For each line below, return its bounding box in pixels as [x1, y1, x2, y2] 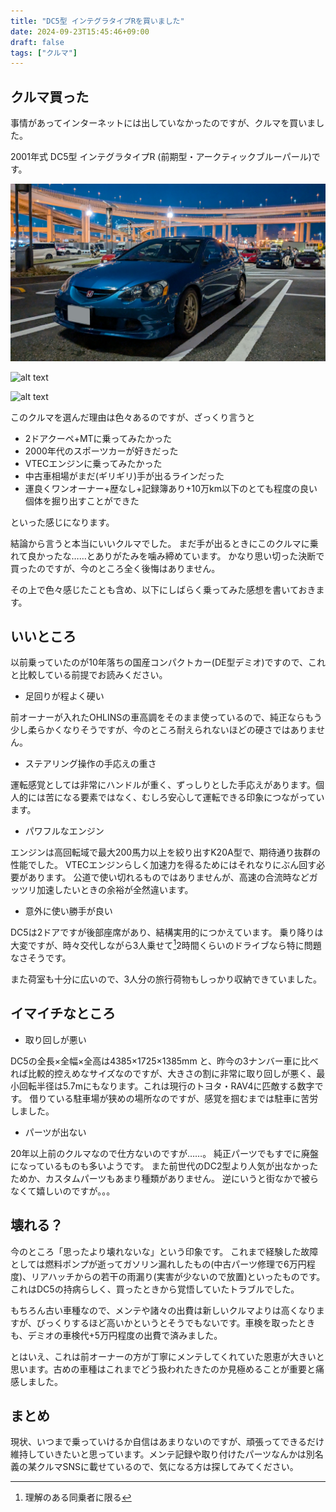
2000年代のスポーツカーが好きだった [24, 445, 179, 457]
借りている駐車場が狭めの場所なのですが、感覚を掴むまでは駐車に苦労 [29, 1092, 319, 1104]
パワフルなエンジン [24, 825, 105, 837]
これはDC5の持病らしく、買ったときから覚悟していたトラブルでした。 [10, 1283, 300, 1295]
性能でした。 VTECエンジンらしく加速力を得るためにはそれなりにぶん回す [10, 859, 317, 871]
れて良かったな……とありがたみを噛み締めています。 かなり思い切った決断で [10, 550, 325, 562]
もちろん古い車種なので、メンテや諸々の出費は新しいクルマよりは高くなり [10, 1304, 317, 1316]
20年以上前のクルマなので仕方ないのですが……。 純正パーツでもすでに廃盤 [10, 1147, 319, 1159]
